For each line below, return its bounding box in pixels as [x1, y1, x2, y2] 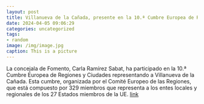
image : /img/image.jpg [6, 43, 64, 49]
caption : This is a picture [6, 48, 78, 54]
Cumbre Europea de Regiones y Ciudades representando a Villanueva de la [6, 71, 195, 79]
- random [6, 37, 29, 43]
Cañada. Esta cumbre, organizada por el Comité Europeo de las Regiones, [6, 77, 191, 85]
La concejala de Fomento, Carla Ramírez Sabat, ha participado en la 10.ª [6, 65, 187, 72]
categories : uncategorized [6, 25, 75, 32]
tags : [6, 31, 20, 37]
